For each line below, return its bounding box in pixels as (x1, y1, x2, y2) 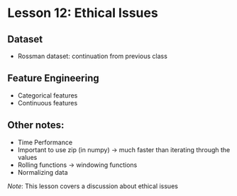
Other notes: (7, 119, 65, 132)
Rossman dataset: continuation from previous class (17, 52, 168, 60)
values (17, 153, 38, 161)
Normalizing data (17, 168, 68, 176)
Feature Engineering (7, 72, 99, 84)
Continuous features (17, 98, 78, 107)
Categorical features (17, 91, 78, 100)
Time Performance (17, 138, 73, 146)
